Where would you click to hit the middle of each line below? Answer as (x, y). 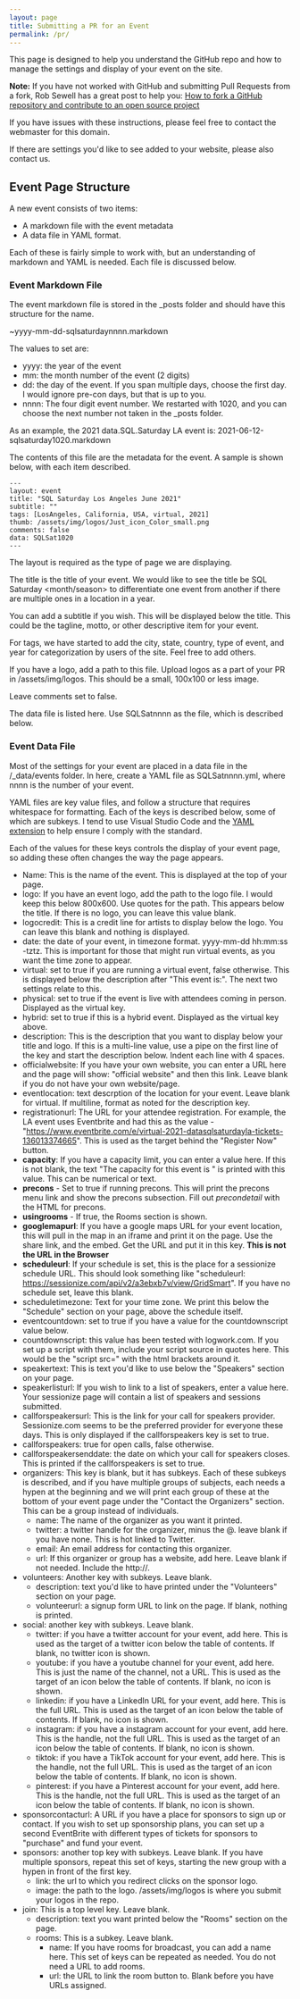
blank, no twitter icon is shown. (93, 1652)
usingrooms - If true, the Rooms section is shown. (115, 1217)
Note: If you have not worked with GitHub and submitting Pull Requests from (150, 87)
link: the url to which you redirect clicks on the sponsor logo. (147, 1880)
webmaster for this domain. (60, 132)
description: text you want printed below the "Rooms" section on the (162, 1919)
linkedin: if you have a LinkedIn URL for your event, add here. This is (161, 1700)
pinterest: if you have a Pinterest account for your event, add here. (158, 1786)
